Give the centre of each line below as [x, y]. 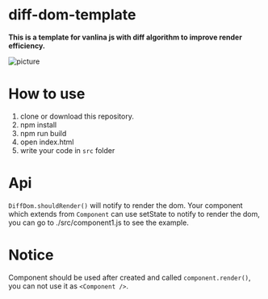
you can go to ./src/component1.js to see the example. [99, 222]
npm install [38, 125]
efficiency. [27, 45]
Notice [31, 255]
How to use [47, 94]
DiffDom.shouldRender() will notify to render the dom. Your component [126, 205]
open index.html [47, 142]
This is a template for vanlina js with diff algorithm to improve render [125, 37]
